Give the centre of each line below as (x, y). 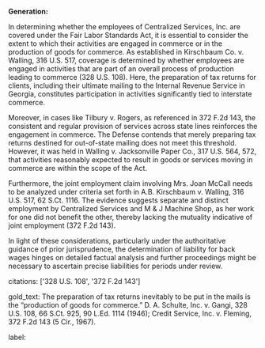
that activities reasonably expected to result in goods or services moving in (131, 160)
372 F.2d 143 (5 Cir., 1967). (52, 322)
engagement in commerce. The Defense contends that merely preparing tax (132, 134)
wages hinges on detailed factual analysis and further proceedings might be (132, 257)
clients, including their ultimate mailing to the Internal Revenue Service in (127, 85)
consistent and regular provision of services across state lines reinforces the (133, 126)
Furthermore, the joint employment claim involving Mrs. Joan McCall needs (131, 183)
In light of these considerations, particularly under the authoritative (117, 241)
